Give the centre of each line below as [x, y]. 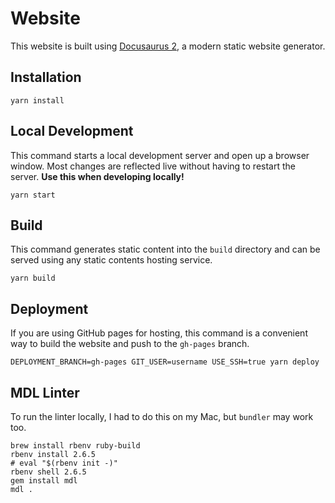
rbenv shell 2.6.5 [48, 472]
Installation [46, 77]
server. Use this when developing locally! [97, 176]
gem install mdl [44, 481]
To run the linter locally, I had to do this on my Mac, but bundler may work [162, 416]
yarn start [33, 195]
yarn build [33, 278]
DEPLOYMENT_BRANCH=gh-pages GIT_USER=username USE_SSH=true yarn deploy [165, 362]
